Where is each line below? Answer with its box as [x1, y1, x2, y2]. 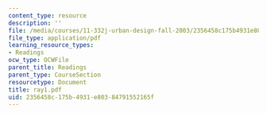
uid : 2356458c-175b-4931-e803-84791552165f [8, 93, 155, 101]
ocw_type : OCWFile [8, 56, 69, 64]
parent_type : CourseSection [8, 71, 102, 79]
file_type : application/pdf [8, 33, 102, 42]
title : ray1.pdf [8, 85, 62, 94]
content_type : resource [8, 11, 87, 20]
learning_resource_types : [8, 41, 94, 49]
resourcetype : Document [8, 78, 87, 86]
